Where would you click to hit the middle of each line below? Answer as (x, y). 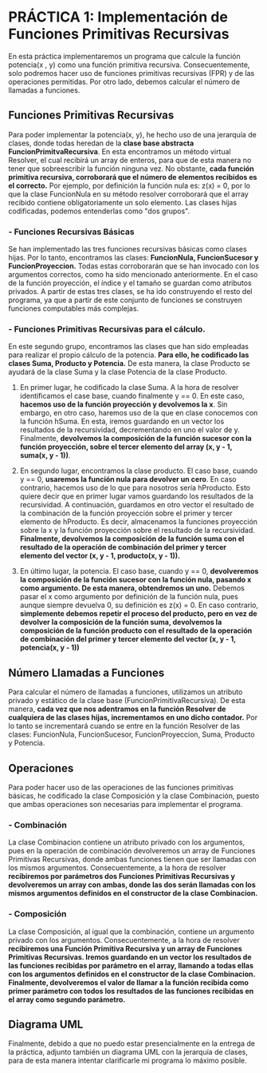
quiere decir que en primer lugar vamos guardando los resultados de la (136, 496)
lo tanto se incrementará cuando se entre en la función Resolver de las (124, 726)
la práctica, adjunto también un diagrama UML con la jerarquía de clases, (128, 1052)
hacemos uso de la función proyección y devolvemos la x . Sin (124, 404)
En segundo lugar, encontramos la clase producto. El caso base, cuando (138, 471)
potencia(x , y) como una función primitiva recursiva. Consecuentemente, (129, 65)
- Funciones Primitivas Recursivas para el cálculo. (107, 329)
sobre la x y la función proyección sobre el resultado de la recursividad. (137, 531)
